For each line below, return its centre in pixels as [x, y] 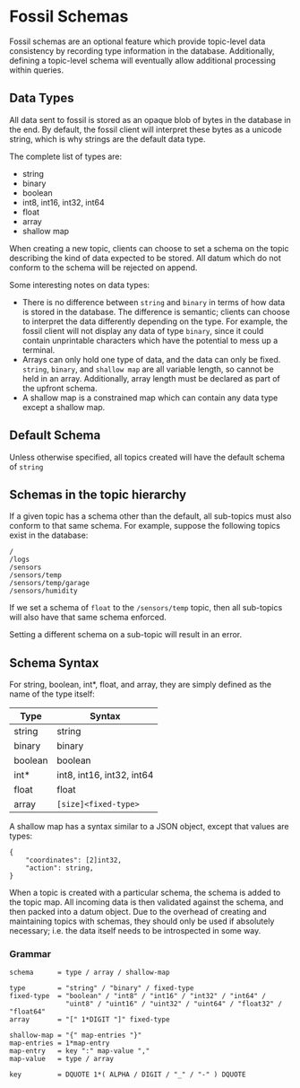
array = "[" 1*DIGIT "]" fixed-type [90, 1020]
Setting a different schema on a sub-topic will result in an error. [126, 635]
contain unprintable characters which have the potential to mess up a [150, 340]
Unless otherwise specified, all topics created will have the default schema [147, 457]
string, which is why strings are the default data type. [107, 139]
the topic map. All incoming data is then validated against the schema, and [146, 902]
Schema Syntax [54, 663]
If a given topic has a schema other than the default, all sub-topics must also [150, 516]
